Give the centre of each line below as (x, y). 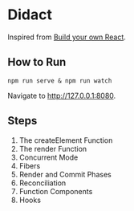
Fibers (30, 165)
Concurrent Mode (49, 157)
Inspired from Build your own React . (67, 37)
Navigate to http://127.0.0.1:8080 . (62, 95)
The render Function (53, 148)
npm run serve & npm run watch (60, 81)
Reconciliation (43, 183)
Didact (30, 15)
